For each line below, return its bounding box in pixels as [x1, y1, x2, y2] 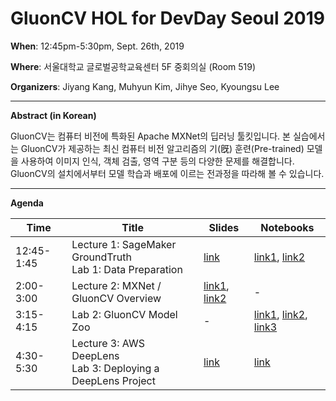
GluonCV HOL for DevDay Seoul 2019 [10, 7, 325, 30]
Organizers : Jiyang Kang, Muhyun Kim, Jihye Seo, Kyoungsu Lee [10, 80, 280, 92]
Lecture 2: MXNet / [71, 278, 162, 292]
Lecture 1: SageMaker [71, 237, 177, 251]
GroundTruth [71, 250, 132, 264]
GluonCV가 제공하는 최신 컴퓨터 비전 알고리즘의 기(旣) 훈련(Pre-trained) [20, 142, 305, 154]
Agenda [10, 197, 44, 209]
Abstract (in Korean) [10, 109, 97, 121]
